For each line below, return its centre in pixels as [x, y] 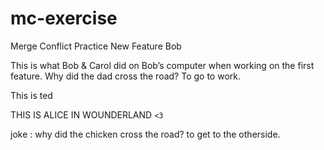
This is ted [31, 95]
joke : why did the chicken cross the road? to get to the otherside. [145, 134]
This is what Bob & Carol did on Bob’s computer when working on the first [162, 65]
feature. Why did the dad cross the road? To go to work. [125, 76]
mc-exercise [64, 18]
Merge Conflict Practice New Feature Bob [96, 46]
